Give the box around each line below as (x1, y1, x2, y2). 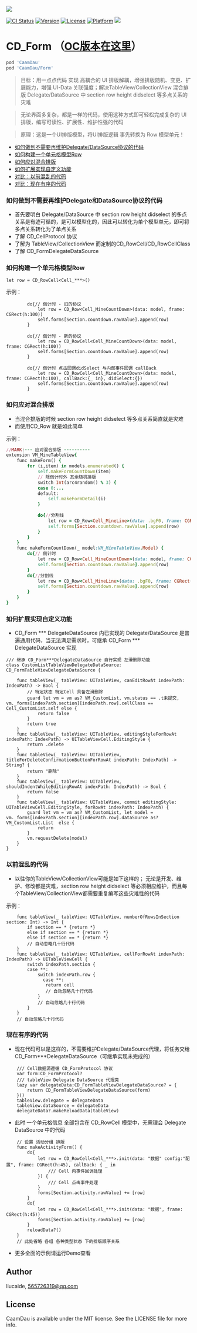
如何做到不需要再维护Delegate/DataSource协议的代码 (14, 143, 144, 150)
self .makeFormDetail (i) (47, 496, 107, 502)
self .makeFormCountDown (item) (37, 468, 111, 475)
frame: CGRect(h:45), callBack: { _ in (18, 1162, 116, 1168)
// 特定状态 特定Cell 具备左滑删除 (27, 689, 104, 695)
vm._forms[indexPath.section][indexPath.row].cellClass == (6, 700, 154, 706)
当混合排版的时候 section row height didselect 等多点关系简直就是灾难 (14, 415, 184, 422)
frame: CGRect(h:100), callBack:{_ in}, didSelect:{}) (6, 375, 143, 382)
